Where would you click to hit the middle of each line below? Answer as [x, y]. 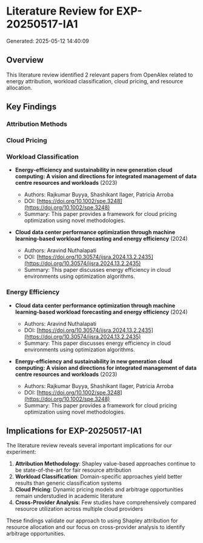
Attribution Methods [37, 124]
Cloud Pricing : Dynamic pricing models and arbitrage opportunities [99, 489]
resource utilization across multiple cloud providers [79, 509]
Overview [25, 60]
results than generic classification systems [68, 483]
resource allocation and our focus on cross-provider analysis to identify [96, 527]
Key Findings [32, 107]
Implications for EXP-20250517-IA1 [74, 431]
